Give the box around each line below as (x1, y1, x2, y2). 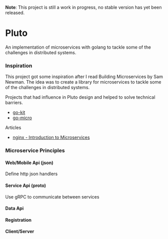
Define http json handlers (5, 171, 58, 177)
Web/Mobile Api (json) (5, 160, 54, 166)
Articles (5, 125, 22, 131)
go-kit (12, 109, 25, 115)
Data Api (5, 205, 24, 212)
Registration (5, 217, 32, 223)
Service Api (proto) (5, 182, 46, 188)
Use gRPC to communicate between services (5, 193, 99, 200)
